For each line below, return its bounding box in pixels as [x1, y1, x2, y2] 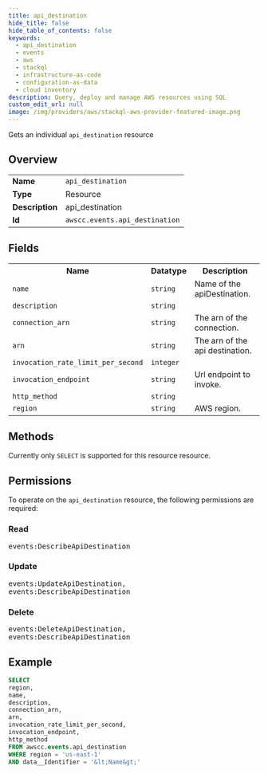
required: [8, 504, 38, 513]
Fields [8, 242, 40, 255]
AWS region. [194, 403, 242, 414]
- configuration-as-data [15, 78, 98, 86]
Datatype [150, 265, 187, 276]
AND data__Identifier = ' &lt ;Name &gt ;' [8, 758, 141, 766]
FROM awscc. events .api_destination [8, 743, 127, 751]
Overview [8, 153, 58, 167]
